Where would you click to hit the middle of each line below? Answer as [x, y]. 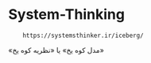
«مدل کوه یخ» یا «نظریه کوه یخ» [56, 50]
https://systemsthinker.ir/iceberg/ [83, 35]
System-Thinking [67, 15]
